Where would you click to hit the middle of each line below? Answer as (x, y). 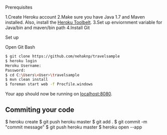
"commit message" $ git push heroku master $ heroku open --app (74, 127)
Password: (16, 70)
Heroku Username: (23, 65)
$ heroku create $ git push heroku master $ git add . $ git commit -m (76, 121)
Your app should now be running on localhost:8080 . (59, 94)
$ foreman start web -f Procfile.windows (49, 84)
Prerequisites (19, 7)
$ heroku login (21, 61)
